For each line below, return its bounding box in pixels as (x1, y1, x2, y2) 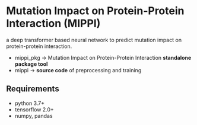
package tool (14, 60, 48, 68)
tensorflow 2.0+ (14, 105, 55, 113)
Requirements (6, 84, 59, 94)
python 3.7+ (14, 100, 45, 107)
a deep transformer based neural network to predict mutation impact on (6, 36, 182, 43)
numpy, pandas (14, 112, 53, 119)
